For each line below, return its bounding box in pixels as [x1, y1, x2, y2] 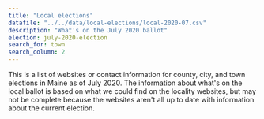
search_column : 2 [8, 48, 66, 56]
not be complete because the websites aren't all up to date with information [8, 95, 255, 104]
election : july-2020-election [8, 33, 108, 42]
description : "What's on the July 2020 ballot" [8, 26, 168, 34]
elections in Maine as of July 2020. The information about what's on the [8, 78, 243, 87]
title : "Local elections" [8, 11, 93, 20]
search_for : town [8, 41, 66, 49]
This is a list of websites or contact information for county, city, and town [8, 70, 246, 79]
